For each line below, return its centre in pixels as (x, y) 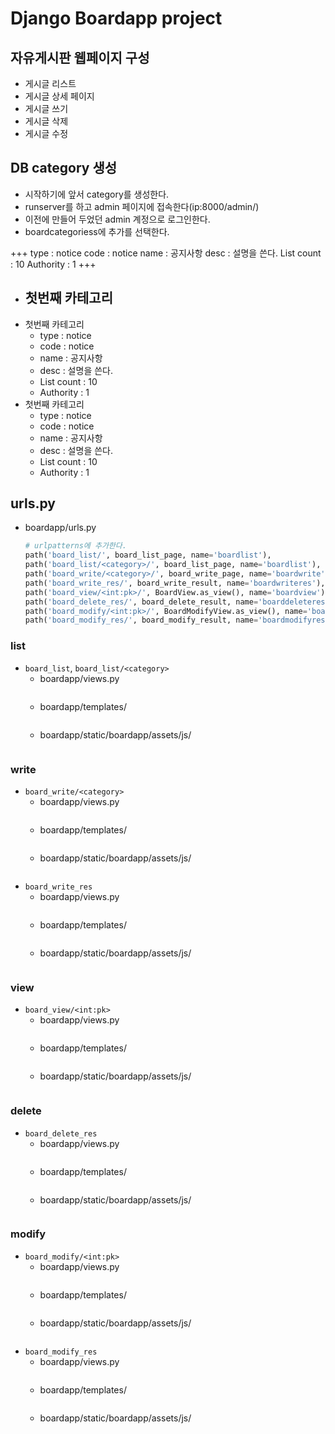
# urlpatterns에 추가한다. (75, 546)
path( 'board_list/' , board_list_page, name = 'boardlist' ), (148, 555)
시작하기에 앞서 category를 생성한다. (97, 194)
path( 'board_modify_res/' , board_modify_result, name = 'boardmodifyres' (177, 620)
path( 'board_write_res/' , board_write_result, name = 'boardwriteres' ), (175, 583)
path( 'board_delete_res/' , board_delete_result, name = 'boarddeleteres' (177, 602)
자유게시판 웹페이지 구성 (80, 57)
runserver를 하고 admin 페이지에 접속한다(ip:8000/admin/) (142, 206)
